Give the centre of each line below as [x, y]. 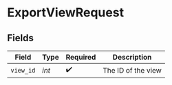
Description [132, 57]
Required [81, 57]
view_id [23, 70]
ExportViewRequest [66, 13]
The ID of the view [132, 70]
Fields [21, 38]
